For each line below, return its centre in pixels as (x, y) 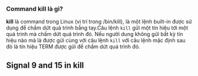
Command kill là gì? (35, 9)
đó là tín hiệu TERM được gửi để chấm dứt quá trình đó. (73, 47)
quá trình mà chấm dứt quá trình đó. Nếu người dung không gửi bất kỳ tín (95, 34)
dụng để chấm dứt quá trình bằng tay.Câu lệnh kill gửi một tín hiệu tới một (97, 28)
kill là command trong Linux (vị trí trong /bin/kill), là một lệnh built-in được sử (99, 22)
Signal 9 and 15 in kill (45, 65)
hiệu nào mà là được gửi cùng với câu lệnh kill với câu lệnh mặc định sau (96, 41)
